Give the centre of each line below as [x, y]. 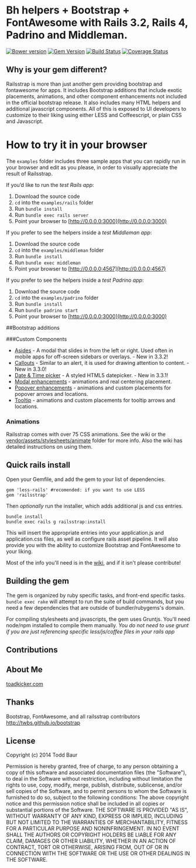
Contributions [32, 650]
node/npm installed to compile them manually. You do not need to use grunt [97, 625]
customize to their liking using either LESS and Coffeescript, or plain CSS [94, 115]
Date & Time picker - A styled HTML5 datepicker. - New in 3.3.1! [91, 375]
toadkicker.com [25, 684]
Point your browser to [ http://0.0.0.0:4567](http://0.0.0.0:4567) [90, 269]
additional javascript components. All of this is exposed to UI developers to [96, 108]
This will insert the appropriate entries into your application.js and [85, 532]
